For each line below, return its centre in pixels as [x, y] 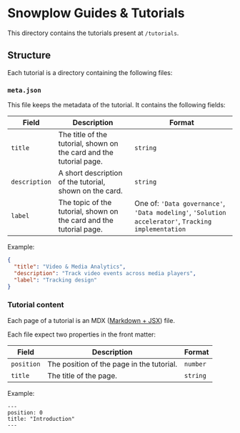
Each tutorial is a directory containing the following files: [90, 72]
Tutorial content [36, 305]
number [196, 364]
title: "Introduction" [41, 419]
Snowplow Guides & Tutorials [96, 13]
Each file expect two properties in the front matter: [81, 334]
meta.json [24, 90]
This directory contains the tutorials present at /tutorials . [93, 33]
